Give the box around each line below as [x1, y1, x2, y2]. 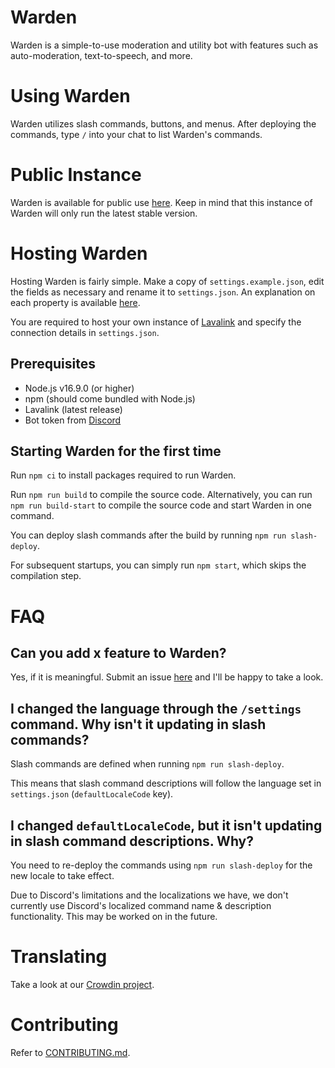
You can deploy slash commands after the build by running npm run [10, 529, 287, 541]
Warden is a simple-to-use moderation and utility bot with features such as [10, 39, 319, 51]
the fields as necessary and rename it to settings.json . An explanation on [10, 286, 316, 298]
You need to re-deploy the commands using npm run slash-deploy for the [10, 859, 313, 871]
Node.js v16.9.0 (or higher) [24, 382, 135, 394]
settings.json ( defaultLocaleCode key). [10, 788, 174, 800]
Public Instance [10, 164, 142, 186]
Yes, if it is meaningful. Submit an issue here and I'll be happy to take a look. [10, 671, 324, 683]
